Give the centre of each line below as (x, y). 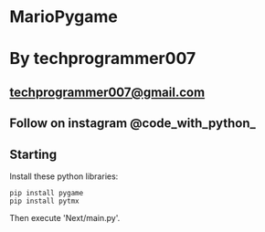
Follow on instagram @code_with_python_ (132, 124)
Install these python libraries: (64, 176)
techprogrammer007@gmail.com (107, 92)
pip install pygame (47, 193)
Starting (33, 154)
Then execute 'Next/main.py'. (65, 217)
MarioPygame (64, 17)
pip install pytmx (44, 201)
